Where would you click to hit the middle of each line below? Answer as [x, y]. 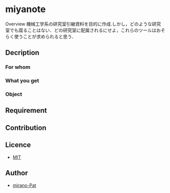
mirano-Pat [24, 185]
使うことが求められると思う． [45, 36]
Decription [22, 53]
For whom [18, 67]
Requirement [26, 110]
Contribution [26, 128]
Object [14, 94]
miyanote [26, 9]
